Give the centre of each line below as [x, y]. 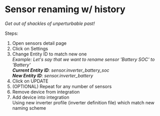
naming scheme [29, 108]
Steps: [12, 33]
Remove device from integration [46, 92]
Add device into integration [41, 97]
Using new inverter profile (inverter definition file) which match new [83, 102]
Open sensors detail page [39, 43]
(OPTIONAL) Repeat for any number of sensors [62, 86]
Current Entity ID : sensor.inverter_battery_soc [61, 70]
